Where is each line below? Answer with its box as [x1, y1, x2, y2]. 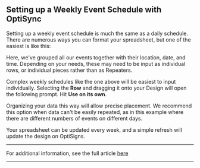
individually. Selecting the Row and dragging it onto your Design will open [6, 84, 187, 91]
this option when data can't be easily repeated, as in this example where [6, 108, 184, 115]
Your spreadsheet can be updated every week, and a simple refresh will [6, 126, 183, 133]
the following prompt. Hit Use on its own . [6, 90, 107, 97]
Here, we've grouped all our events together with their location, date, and [6, 53, 186, 61]
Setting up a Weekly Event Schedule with [6, 5, 162, 15]
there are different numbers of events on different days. [6, 115, 143, 122]
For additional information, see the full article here [6, 150, 129, 157]
